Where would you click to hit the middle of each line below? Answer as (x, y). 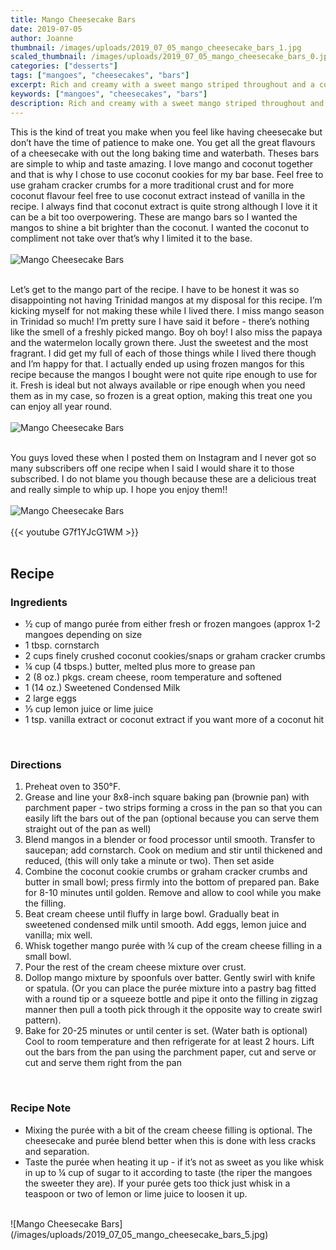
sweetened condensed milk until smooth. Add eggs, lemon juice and (165, 925)
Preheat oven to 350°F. (72, 787)
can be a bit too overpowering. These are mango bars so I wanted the (154, 217)
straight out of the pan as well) (88, 829)
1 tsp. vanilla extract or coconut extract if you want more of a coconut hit (174, 720)
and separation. (57, 1151)
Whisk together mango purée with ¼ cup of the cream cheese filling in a (173, 946)
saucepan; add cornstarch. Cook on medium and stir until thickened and (173, 850)
